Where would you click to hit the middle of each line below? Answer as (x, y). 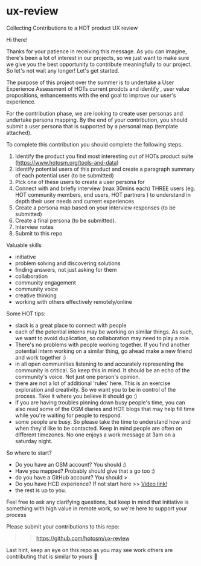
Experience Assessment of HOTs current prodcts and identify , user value (98, 88)
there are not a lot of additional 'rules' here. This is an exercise (93, 383)
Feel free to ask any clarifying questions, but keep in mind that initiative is (97, 502)
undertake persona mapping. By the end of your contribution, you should (97, 120)
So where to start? (29, 453)
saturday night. (34, 441)
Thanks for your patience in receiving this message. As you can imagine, (97, 51)
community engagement (46, 282)
